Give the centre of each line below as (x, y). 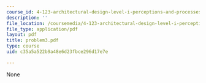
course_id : (20, 12)
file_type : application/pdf (42, 29)
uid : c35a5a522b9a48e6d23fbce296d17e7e (57, 52)
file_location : (26, 23)
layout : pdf (21, 35)
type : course (23, 46)
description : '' (27, 18)
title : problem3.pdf (33, 40)
